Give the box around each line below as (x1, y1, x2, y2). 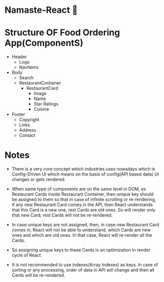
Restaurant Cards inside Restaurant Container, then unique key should (11, 191, 154, 197)
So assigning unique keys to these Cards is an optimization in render (11, 247, 151, 253)
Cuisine (33, 106, 50, 112)
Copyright (19, 117, 40, 123)
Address (19, 127, 36, 133)
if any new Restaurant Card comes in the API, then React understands (11, 202, 153, 208)
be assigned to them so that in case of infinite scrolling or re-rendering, (11, 197, 156, 203)
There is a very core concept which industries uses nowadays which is (11, 166, 155, 172)
